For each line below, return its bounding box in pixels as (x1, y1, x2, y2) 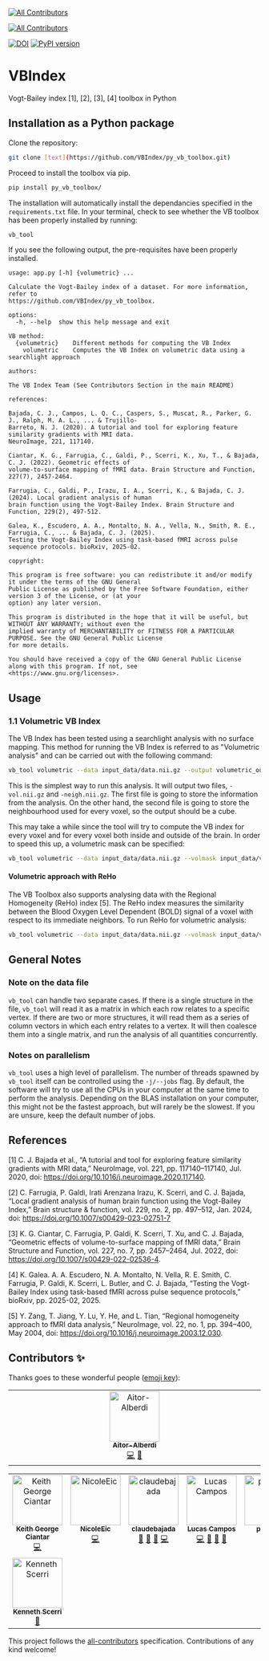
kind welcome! (8, 1644, 57, 1654)
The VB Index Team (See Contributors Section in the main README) (8, 381, 235, 389)
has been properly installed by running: (8, 215, 138, 225)
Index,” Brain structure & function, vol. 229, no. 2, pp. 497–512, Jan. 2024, (8, 1204, 252, 1214)
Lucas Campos (187, 1525, 236, 1533)
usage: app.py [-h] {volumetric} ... (8, 269, 134, 277)
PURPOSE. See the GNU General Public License (8, 634, 163, 642)
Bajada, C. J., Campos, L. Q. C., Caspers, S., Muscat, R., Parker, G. (8, 409, 252, 417)
